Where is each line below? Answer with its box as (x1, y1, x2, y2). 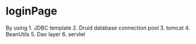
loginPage (5, 4, 57, 18)
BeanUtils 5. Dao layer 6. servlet (5, 30, 86, 37)
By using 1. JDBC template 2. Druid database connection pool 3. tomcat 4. (5, 24, 191, 31)
